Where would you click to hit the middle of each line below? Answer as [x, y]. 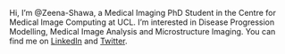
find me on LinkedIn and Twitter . [68, 41]
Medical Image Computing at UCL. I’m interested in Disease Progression [142, 22]
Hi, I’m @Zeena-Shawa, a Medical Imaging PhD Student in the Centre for [143, 13]
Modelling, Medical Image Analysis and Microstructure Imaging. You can [142, 31]
